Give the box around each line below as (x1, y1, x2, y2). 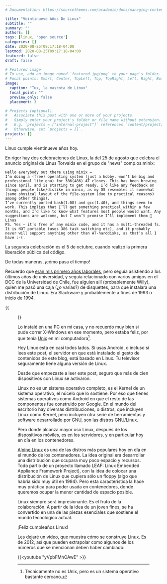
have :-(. (5, 235, 26, 240)
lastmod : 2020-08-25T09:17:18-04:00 (5, 48, 81, 54)
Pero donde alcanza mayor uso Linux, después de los (17, 427, 128, 433)
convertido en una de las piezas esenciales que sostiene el (17, 509, 138, 515)
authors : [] (5, 30, 30, 35)
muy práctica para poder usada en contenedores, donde (17, 484, 133, 490)
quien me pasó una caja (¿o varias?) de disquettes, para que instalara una (5, 284, 157, 290)
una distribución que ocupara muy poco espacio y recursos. (17, 458, 141, 464)
